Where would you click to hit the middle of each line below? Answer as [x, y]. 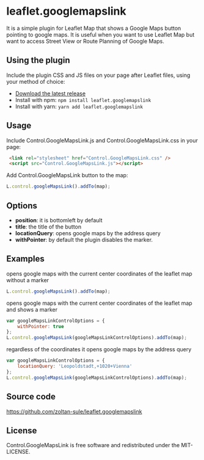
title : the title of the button [48, 227]
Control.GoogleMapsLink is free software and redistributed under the [93, 445]
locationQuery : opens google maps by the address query [88, 233]
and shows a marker [32, 309]
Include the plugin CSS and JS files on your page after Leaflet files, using [98, 75]
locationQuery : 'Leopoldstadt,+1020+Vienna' [75, 367]
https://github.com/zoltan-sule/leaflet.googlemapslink [74, 411]
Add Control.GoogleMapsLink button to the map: [67, 175]
